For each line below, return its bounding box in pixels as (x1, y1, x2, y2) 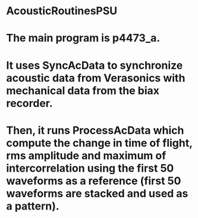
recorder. (6, 96, 54, 110)
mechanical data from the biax (6, 84, 159, 97)
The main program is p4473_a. (6, 31, 161, 45)
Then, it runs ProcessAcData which (6, 124, 184, 137)
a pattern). (6, 199, 59, 213)
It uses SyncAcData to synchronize (6, 58, 183, 72)
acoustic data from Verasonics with (6, 71, 186, 84)
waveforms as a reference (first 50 (6, 174, 181, 188)
